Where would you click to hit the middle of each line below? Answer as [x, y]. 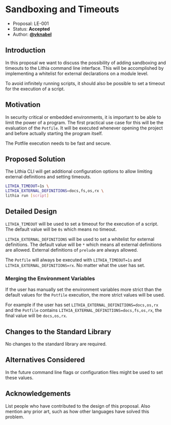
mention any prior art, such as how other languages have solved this [77, 411]
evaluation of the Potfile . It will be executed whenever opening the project [84, 128]
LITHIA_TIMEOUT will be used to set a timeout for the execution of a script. [82, 224]
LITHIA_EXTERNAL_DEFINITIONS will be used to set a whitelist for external [80, 239]
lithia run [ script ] [27, 196]
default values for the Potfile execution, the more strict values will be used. [85, 295]
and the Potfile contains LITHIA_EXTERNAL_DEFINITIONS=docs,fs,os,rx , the [84, 310]
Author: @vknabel [32, 34]
